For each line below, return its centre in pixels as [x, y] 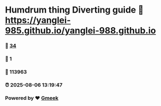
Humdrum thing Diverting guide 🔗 [74, 10]
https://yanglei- [38, 20]
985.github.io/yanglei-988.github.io [80, 31]
